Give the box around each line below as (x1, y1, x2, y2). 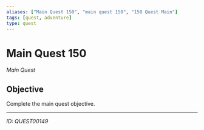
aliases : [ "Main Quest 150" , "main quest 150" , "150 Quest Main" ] (6, 9, 178, 15)
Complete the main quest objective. (6, 100, 95, 108)
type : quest (6, 20, 36, 26)
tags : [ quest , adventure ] (6, 15, 72, 21)
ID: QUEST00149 (6, 118, 49, 125)
